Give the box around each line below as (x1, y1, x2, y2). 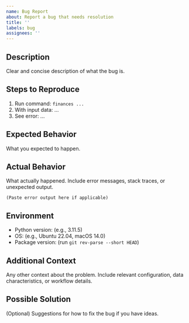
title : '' (6, 19, 30, 25)
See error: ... (14, 112, 45, 119)
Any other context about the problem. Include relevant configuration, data (6, 272, 184, 278)
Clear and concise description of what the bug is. (6, 67, 125, 74)
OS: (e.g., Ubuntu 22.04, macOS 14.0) (14, 232, 106, 240)
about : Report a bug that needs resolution (6, 14, 114, 20)
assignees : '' (6, 30, 41, 36)
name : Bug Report (6, 8, 49, 15)
